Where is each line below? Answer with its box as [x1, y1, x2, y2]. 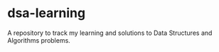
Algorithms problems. [7, 36, 71, 44]
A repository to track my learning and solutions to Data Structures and [7, 28, 213, 37]
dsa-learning [7, 5, 86, 21]
